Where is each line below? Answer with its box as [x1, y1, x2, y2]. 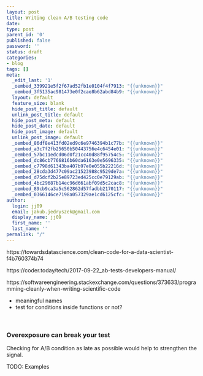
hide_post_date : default [12, 123, 75, 129]
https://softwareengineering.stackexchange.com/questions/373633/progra [6, 278, 196, 286]
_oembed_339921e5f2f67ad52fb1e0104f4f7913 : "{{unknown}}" [12, 83, 164, 90]
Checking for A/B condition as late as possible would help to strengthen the [6, 345, 197, 352]
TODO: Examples [6, 363, 50, 370]
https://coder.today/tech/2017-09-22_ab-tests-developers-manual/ [6, 266, 177, 274]
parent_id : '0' [6, 32, 45, 38]
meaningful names [15, 297, 63, 304]
